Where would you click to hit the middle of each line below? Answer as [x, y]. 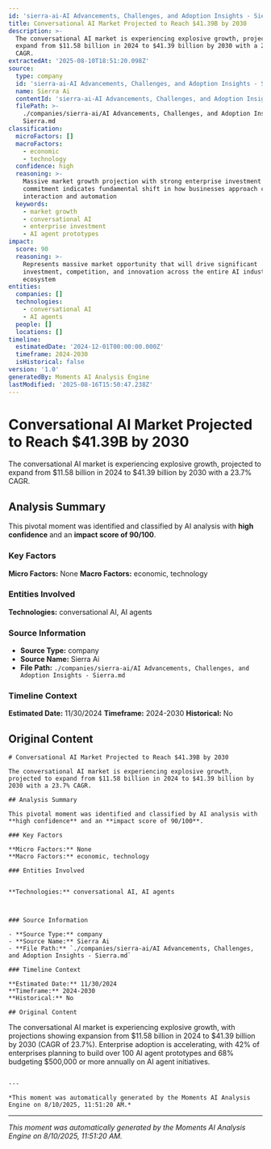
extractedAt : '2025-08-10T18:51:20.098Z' [79, 61]
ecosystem [40, 279]
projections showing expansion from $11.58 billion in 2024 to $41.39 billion [132, 1036]
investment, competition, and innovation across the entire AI [131, 272]
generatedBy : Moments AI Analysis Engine [79, 377]
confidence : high [45, 167]
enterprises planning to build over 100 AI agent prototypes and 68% [121, 1054]
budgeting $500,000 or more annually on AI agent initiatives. [109, 1062]
